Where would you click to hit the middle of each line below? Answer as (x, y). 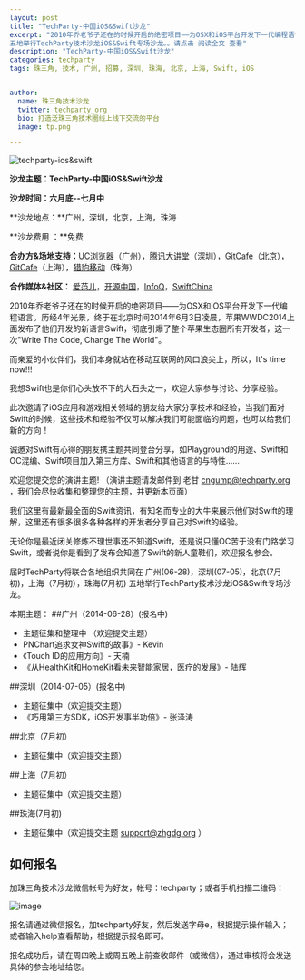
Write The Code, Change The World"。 (94, 340)
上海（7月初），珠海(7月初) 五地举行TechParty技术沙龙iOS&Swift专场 (156, 583)
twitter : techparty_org (62, 110)
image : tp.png (44, 127)
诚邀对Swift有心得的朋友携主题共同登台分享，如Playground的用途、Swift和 (149, 449)
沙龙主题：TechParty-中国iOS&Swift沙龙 (86, 179)
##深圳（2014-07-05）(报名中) (68, 687)
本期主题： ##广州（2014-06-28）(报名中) (89, 614)
